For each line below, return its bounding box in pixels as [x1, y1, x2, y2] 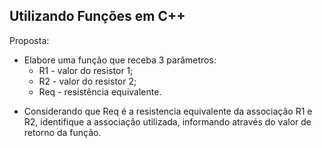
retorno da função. [23, 126, 102, 138]
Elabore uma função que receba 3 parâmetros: [23, 54, 217, 66]
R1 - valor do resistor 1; [38, 64, 134, 76]
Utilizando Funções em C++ [9, 8, 186, 25]
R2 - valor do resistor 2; [38, 75, 137, 87]
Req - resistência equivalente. [38, 85, 162, 98]
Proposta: [9, 34, 50, 46]
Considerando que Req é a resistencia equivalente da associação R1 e [23, 105, 313, 117]
